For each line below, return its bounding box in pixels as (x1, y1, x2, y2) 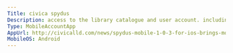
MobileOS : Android (7, 36, 60, 43)
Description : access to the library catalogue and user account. (7, 17, 200, 23)
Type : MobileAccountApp (7, 23, 76, 30)
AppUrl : (7, 29, 30, 36)
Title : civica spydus (7, 10, 70, 17)
